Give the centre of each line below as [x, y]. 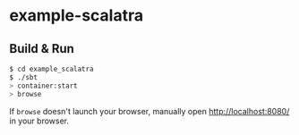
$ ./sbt [24, 77]
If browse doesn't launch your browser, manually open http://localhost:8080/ [149, 111]
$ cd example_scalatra [51, 69]
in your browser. [39, 121]
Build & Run [42, 49]
